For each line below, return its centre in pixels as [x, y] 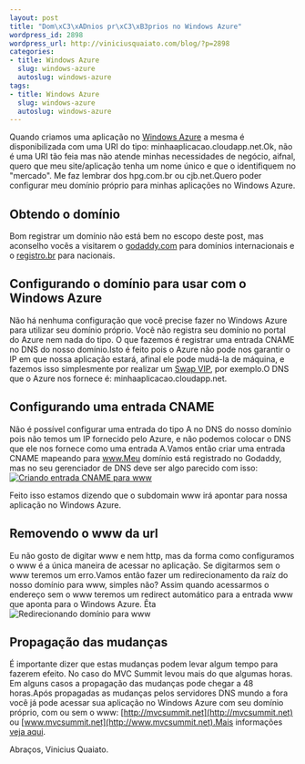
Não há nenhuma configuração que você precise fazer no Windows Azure [148, 320]
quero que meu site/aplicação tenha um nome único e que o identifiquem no [152, 166]
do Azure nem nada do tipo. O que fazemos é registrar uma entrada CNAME [152, 339]
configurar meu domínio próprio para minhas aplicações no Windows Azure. [152, 186]
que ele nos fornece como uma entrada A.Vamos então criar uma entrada [147, 449]
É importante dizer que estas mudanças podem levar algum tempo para [144, 664]
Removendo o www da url [84, 534]
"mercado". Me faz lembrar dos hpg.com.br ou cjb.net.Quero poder [136, 176]
